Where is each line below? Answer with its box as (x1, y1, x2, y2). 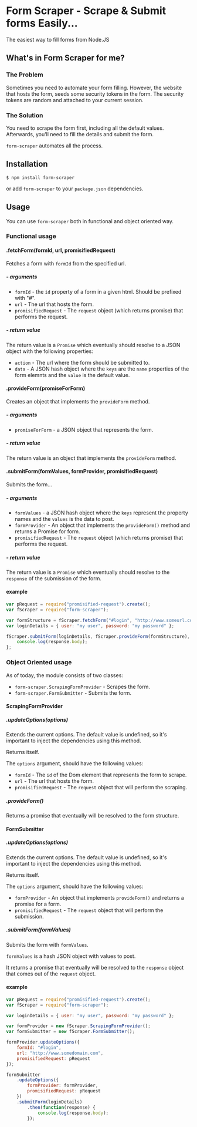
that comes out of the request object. (6, 970, 96, 977)
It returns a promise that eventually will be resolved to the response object (6, 964, 184, 971)
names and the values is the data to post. (14, 515, 114, 522)
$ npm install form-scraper (6, 174, 75, 180)
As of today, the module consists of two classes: (6, 671, 123, 679)
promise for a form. (14, 900, 62, 907)
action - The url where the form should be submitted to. (14, 359, 150, 366)
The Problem (6, 70, 44, 79)
